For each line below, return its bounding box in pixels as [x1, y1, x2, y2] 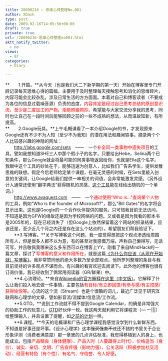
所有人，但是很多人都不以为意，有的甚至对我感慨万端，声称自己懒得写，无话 [5, 238, 163, 244]
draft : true [5, 26, 30, 31]
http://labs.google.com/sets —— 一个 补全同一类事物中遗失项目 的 [14, 144, 154, 150]
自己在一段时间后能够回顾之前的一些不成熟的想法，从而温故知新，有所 [18, 113, 163, 119]
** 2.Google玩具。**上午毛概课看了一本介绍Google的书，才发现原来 [5, 125, 153, 131]
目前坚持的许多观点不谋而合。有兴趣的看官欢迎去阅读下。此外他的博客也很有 [5, 263, 163, 269]
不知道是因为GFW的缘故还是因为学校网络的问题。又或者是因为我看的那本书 [5, 213, 160, 219]
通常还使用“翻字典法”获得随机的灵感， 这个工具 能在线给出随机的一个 [13, 182, 154, 188]
